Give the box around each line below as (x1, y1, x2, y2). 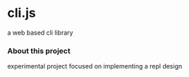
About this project (7, 46, 71, 56)
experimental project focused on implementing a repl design (7, 62, 183, 71)
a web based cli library (7, 28, 73, 37)
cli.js (7, 5, 37, 21)
